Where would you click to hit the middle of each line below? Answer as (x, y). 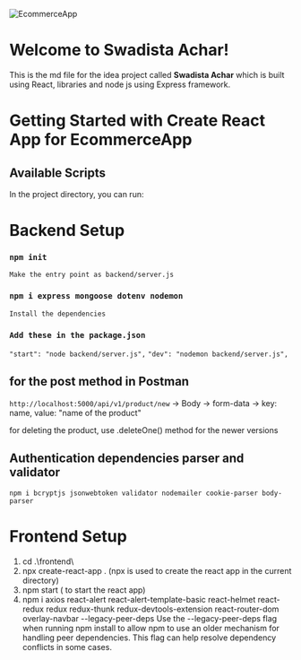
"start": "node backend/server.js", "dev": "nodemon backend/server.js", (149, 354)
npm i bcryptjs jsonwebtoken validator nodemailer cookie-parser (133, 493)
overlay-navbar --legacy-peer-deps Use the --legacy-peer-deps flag (150, 618)
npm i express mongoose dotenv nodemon (96, 296)
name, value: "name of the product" (75, 412)
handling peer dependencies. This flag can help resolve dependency (149, 638)
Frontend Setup (68, 536)
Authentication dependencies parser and (127, 459)
